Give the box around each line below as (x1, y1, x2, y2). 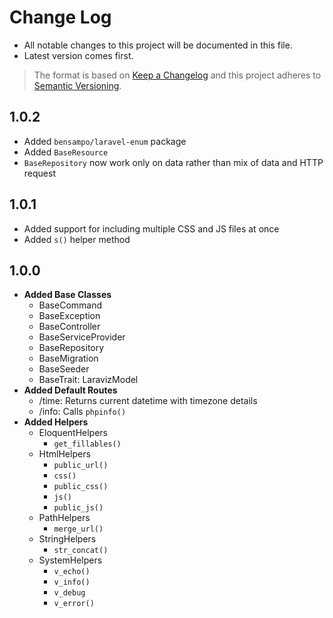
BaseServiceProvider (38, 331, 126, 343)
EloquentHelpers (38, 427, 109, 439)
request (23, 167, 56, 179)
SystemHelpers (38, 554, 103, 566)
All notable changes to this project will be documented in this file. (23, 39, 293, 51)
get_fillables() (53, 439, 122, 450)
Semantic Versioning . (33, 79, 122, 91)
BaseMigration (38, 352, 99, 365)
